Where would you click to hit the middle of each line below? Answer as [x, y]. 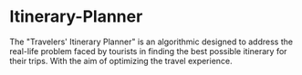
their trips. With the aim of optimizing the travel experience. [121, 61]
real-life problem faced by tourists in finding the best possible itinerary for [148, 51]
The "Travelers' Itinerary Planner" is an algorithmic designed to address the [151, 42]
